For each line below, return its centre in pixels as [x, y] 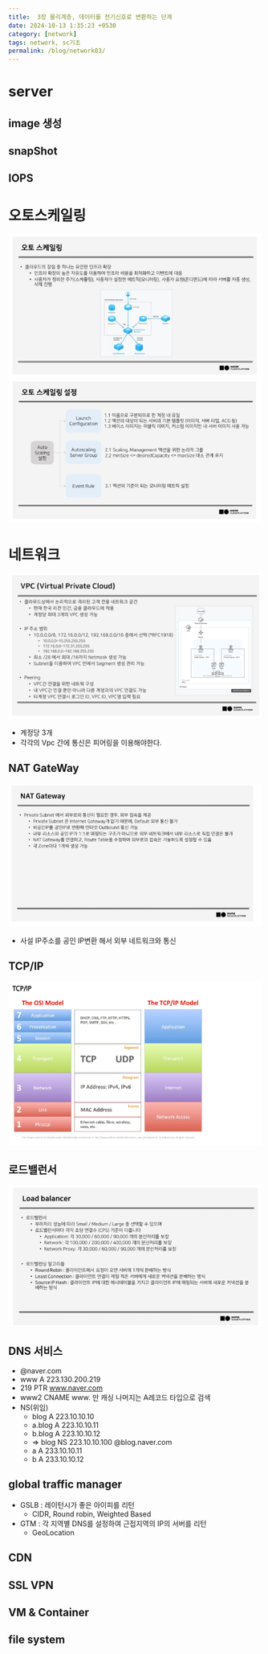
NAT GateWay [44, 768]
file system [37, 1640]
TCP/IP [26, 966]
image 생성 [35, 123]
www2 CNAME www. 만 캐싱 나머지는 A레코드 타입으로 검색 [115, 1397]
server [31, 92]
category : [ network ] [43, 34]
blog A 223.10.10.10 [63, 1416]
